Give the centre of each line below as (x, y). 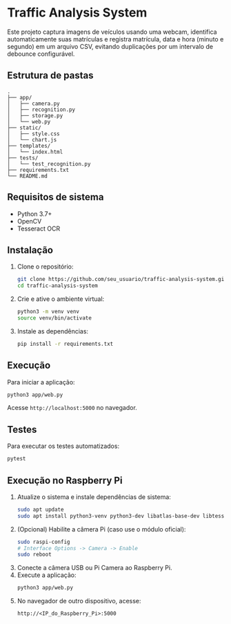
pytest (17, 459)
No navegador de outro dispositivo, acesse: (79, 601)
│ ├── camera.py (33, 104)
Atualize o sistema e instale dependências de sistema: (94, 497)
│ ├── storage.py (35, 115)
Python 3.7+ (34, 214)
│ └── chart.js (32, 139)
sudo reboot (34, 555)
